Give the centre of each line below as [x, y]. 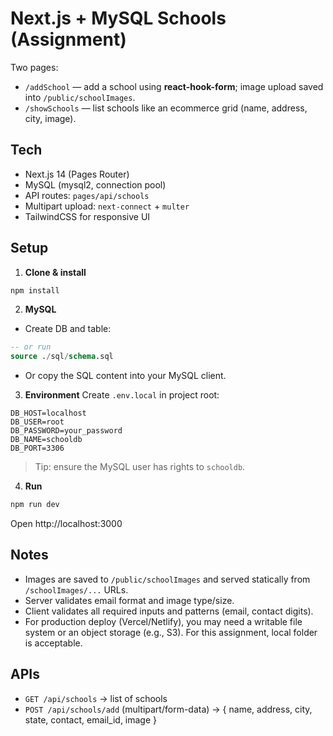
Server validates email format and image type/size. [129, 600]
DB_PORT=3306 [37, 448]
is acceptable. [53, 643]
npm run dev [35, 505]
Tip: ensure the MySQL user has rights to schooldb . [140, 467]
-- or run [31, 347]
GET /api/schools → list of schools [96, 698]
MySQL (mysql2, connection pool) [95, 184]
